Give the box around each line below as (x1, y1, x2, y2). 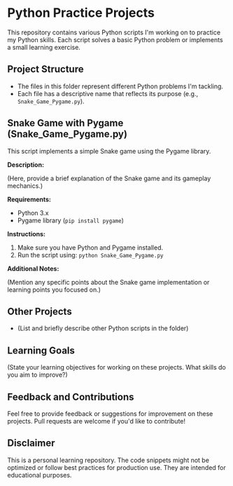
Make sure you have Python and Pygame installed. (17, 243, 163, 252)
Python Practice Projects (7, 5, 155, 21)
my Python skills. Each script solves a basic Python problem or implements (7, 35, 223, 43)
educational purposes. (7, 471, 72, 479)
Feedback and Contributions (7, 391, 134, 403)
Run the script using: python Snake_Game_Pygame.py (17, 250, 164, 259)
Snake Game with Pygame (7, 117, 124, 129)
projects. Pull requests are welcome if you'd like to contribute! (7, 417, 186, 425)
